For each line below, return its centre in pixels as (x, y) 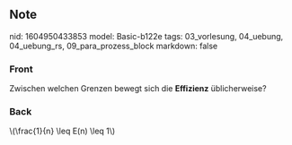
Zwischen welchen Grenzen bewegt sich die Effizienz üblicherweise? (138, 89)
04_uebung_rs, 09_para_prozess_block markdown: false (114, 46)
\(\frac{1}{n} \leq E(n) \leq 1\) (62, 131)
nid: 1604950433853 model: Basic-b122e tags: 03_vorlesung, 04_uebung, (146, 36)
